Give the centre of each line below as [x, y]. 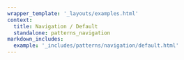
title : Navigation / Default [56, 26]
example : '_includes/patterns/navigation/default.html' [96, 46]
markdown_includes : [36, 39]
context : [20, 20]
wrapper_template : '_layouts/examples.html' [73, 13]
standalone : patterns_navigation [62, 33]
